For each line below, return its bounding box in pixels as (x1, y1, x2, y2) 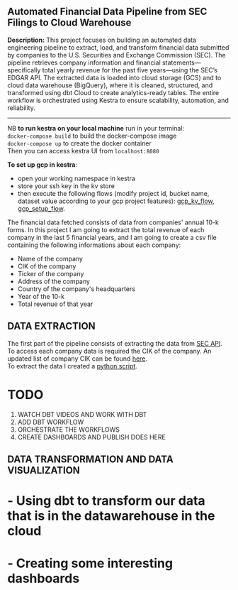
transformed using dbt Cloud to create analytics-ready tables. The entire (7, 88, 220, 97)
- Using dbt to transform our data (7, 493, 205, 509)
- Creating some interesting (7, 555, 174, 572)
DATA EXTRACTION (7, 320, 96, 332)
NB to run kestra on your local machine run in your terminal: (7, 124, 184, 132)
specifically (7, 65, 41, 74)
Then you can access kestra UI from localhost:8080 (7, 146, 159, 155)
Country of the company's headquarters (17, 284, 136, 293)
